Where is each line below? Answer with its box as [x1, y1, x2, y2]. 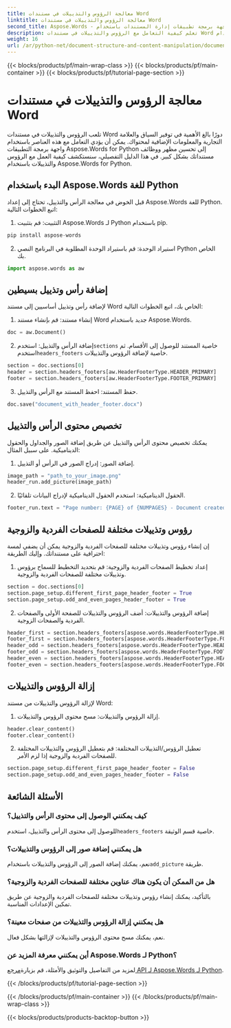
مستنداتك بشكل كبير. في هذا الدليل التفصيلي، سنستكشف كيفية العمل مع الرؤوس [7, 152, 214, 160]
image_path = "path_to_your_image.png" [7, 472, 122, 480]
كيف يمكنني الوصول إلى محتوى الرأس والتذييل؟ [7, 811, 147, 821]
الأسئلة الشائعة [7, 791, 63, 802]
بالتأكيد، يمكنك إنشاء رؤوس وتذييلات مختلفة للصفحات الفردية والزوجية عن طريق [7, 893, 211, 901]
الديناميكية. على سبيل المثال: [7, 446, 80, 454]
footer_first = [7, 635, 51, 642]
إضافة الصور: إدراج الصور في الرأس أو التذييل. [16, 459, 135, 467]
